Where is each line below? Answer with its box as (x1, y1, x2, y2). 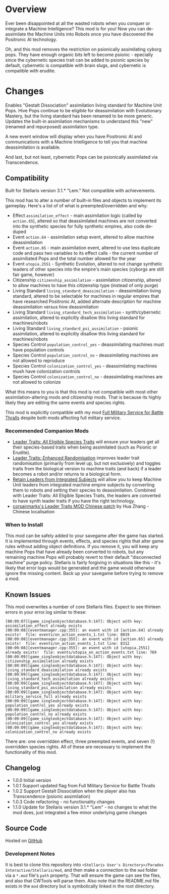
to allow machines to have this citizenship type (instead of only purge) (12, 282, 158, 288)
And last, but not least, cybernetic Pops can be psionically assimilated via (5, 154, 158, 160)
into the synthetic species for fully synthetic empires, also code (12, 223, 145, 229)
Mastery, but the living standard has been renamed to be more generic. (5, 113, 153, 119)
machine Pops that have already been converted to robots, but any (5, 549, 144, 555)
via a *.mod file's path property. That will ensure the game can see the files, (5, 872, 161, 878)
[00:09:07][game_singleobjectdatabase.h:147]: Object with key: (5, 619, 143, 624)
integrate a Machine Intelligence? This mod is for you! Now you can (5, 25, 145, 31)
